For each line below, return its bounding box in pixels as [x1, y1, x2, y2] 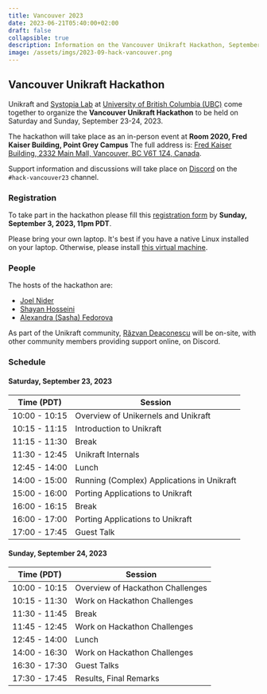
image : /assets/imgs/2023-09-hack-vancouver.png [8, 49, 172, 57]
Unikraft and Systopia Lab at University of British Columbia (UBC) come [8, 99, 242, 108]
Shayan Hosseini [19, 304, 75, 314]
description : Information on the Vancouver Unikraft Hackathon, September [8, 41, 261, 49]
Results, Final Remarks [75, 673, 160, 684]
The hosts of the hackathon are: [8, 280, 113, 290]
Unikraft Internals [75, 449, 140, 460]
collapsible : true [8, 33, 69, 42]
